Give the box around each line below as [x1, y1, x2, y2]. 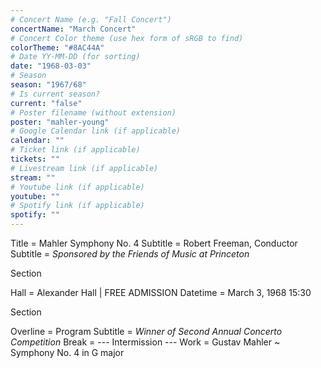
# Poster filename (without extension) [10, 107, 177, 118]
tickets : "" [10, 154, 60, 164]
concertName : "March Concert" [10, 24, 137, 34]
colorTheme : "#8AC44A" [10, 42, 105, 53]
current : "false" [10, 98, 83, 108]
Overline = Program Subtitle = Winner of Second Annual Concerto [10, 326, 283, 337]
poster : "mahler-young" [10, 117, 110, 127]
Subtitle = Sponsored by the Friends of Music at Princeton [10, 248, 250, 260]
